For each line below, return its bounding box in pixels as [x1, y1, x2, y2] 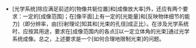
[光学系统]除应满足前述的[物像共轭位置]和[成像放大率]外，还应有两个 [11, 5, 183, 12]
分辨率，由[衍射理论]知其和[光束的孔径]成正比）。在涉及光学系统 [30, 20, 189, 27]
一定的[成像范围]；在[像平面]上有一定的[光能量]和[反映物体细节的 [22, 13, 185, 20]
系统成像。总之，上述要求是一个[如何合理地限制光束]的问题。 [11, 35, 165, 42]
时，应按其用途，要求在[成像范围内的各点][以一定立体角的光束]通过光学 [11, 28, 190, 35]
